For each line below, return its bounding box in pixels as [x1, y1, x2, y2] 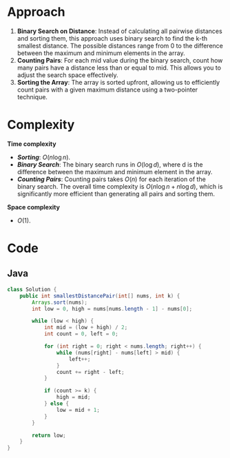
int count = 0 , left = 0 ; [43, 331, 118, 337]
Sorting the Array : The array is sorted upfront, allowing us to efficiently [17, 78, 220, 86]
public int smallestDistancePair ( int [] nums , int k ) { [19, 292, 180, 300]
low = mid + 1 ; [56, 406, 100, 413]
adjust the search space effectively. [17, 70, 118, 79]
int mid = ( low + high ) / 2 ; [43, 324, 128, 331]
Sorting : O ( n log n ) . [17, 153, 71, 161]
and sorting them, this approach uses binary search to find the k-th [17, 34, 208, 42]
